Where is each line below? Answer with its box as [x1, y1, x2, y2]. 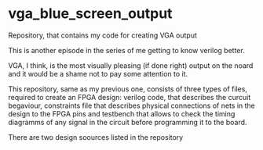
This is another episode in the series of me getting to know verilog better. [8, 45, 245, 55]
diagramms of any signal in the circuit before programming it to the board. [8, 117, 247, 127]
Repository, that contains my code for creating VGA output [8, 30, 198, 40]
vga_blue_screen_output [8, 5, 173, 23]
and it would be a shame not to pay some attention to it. [8, 69, 188, 78]
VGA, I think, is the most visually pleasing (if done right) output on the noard [8, 60, 254, 70]
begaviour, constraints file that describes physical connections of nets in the [8, 101, 255, 110]
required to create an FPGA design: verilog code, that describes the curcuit [8, 92, 251, 102]
